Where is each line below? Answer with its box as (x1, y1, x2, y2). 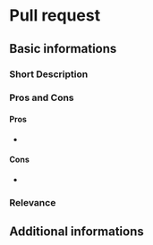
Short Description (9, 68, 89, 80)
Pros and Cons (9, 91, 74, 104)
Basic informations (9, 41, 117, 56)
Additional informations (9, 224, 145, 240)
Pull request (9, 5, 101, 26)
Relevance (9, 196, 56, 208)
